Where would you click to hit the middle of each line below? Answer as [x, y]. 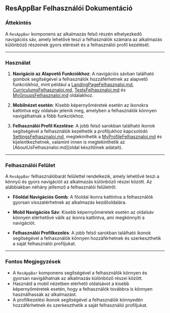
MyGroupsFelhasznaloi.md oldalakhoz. [53, 95]
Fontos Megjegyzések [33, 262]
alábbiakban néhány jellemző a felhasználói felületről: [61, 187]
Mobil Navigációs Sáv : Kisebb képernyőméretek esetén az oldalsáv [83, 212]
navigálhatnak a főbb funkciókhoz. [49, 116]
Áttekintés [18, 23]
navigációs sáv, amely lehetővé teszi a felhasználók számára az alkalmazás [84, 39]
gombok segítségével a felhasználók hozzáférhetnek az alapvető [80, 79]
